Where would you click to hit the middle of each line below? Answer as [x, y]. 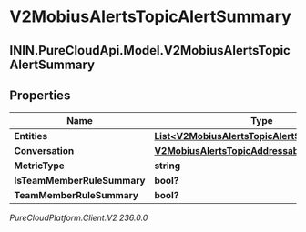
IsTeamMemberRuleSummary [80, 181]
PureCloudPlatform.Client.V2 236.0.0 [79, 218]
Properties [40, 95]
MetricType [40, 166]
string [168, 166]
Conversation [44, 151]
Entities [31, 136]
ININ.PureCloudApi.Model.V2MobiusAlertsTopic [150, 50]
